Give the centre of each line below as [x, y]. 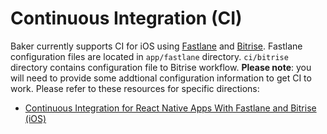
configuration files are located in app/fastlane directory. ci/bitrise [149, 56]
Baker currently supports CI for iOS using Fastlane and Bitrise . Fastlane [156, 46]
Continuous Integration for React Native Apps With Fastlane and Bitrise [170, 108]
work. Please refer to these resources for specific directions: [135, 88]
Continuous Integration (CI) [126, 18]
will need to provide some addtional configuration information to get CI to [161, 78]
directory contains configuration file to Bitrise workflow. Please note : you [161, 67]
